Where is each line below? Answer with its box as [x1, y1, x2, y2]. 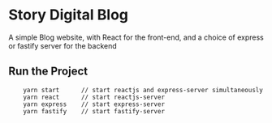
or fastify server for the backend [8, 40, 118, 50]
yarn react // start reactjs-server [23, 93, 165, 101]
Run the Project [8, 65, 88, 78]
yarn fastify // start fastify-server [23, 107, 165, 115]
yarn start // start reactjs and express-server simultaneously [23, 86, 264, 94]
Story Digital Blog [8, 6, 128, 24]
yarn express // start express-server [23, 100, 165, 108]
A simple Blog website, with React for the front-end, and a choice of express [8, 32, 264, 42]
